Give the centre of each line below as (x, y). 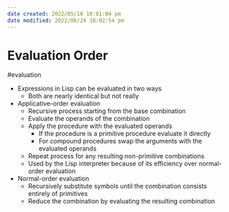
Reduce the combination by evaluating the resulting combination (122, 201)
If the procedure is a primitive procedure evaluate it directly (125, 134)
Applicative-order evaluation (59, 104)
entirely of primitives (58, 194)
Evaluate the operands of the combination (89, 119)
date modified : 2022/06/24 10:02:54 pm (66, 20)
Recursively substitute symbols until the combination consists (117, 186)
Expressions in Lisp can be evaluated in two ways (89, 88)
